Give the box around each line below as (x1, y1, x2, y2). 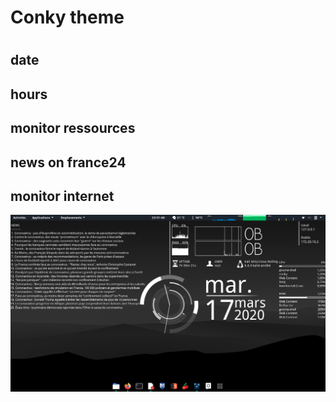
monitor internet (10, 187, 115, 205)
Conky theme (10, 6, 125, 29)
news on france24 (10, 154, 127, 171)
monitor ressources (10, 120, 136, 137)
